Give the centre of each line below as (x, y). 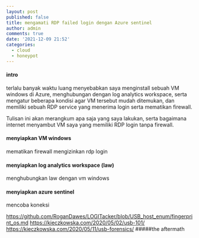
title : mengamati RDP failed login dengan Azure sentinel (79, 23)
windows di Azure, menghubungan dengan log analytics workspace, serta (97, 94)
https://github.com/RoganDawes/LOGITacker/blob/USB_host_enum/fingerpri (99, 217)
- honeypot (25, 56)
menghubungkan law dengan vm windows (58, 178)
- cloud (21, 50)
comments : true (25, 34)
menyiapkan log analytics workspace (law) (60, 165)
